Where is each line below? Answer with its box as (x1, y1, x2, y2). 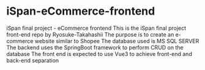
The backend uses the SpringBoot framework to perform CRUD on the (6, 44, 184, 51)
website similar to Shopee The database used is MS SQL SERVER (34, 37, 199, 44)
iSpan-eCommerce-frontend (6, 4, 155, 18)
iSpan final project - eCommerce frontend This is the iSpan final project (6, 24, 187, 32)
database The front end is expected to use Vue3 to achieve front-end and (6, 50, 193, 57)
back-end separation (6, 57, 59, 64)
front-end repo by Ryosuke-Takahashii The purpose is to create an (6, 30, 174, 38)
